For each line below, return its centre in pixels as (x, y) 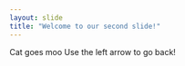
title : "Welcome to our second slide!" (85, 26)
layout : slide (36, 18)
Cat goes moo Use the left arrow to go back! (92, 52)
